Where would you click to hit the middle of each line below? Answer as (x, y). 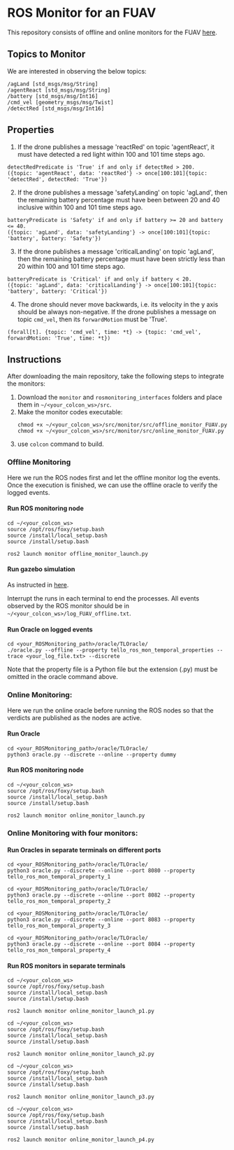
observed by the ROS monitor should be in (68, 606)
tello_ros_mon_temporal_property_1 (59, 877)
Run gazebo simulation (41, 569)
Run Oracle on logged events (50, 629)
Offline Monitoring (39, 462)
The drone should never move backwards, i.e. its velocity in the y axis (118, 304)
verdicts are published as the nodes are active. (74, 717)
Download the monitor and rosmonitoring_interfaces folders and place (120, 398)
